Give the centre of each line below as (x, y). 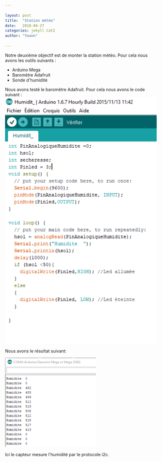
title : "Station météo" (30, 20)
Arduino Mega (26, 70)
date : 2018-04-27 (25, 26)
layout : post (18, 15)
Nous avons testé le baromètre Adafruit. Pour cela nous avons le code (75, 89)
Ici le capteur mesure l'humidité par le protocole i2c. (57, 455)
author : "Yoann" (21, 36)
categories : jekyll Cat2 (30, 31)
